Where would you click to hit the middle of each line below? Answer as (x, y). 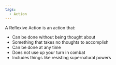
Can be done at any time (36, 47)
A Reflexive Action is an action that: (40, 27)
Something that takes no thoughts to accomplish (60, 42)
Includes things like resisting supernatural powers (61, 57)
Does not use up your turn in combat (49, 52)
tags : (10, 9)
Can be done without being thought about (54, 37)
